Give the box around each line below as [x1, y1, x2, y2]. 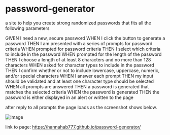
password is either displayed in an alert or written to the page [5, 94, 133, 100]
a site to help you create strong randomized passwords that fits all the [5, 20, 151, 26]
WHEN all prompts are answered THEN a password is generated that [5, 83, 149, 89]
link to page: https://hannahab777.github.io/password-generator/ [5, 124, 141, 130]
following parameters [5, 25, 50, 31]
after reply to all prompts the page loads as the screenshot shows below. [5, 104, 157, 110]
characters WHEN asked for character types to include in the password [5, 62, 154, 68]
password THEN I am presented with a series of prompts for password [5, 40, 153, 46]
